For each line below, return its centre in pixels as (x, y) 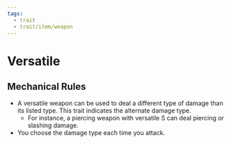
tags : (15, 14)
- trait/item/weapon (43, 26)
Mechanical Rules (47, 87)
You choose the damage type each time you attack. (91, 133)
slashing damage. (53, 125)
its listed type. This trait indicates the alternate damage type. (104, 111)
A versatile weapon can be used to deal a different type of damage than (120, 103)
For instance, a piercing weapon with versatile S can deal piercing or (126, 118)
